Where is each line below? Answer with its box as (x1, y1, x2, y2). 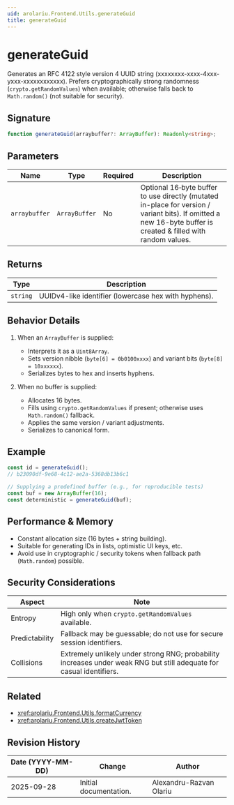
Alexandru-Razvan (152, 778, 214, 787)
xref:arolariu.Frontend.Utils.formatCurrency (17, 709, 142, 717)
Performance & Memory (7, 516, 114, 527)
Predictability (10, 633, 54, 643)
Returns (7, 259, 43, 271)
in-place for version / (140, 200, 210, 209)
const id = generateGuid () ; (7, 465, 89, 472)
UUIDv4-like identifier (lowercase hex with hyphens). (39, 291, 214, 301)
